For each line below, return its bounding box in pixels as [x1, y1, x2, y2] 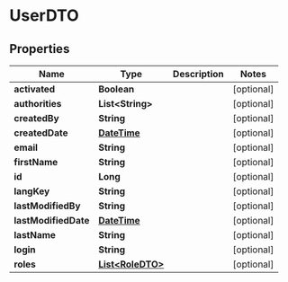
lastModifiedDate [13, 215, 90, 226]
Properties [9, 41, 70, 57]
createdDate [13, 127, 68, 139]
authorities [13, 98, 62, 110]
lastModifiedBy [13, 199, 81, 212]
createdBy [13, 112, 60, 124]
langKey [13, 185, 50, 198]
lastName [13, 229, 57, 241]
